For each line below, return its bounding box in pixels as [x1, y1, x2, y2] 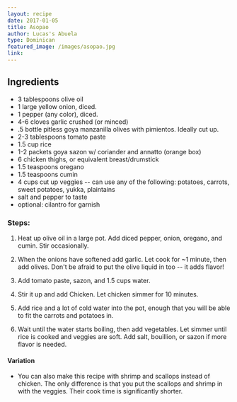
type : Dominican [7, 37, 55, 44]
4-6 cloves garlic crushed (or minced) [17, 117, 129, 126]
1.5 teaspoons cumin [17, 170, 78, 178]
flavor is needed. [17, 340, 67, 348]
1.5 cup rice [17, 139, 52, 149]
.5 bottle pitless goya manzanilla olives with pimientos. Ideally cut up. [17, 125, 219, 133]
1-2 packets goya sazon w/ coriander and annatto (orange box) [17, 147, 202, 156]
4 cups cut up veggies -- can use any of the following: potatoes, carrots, [17, 178, 230, 186]
